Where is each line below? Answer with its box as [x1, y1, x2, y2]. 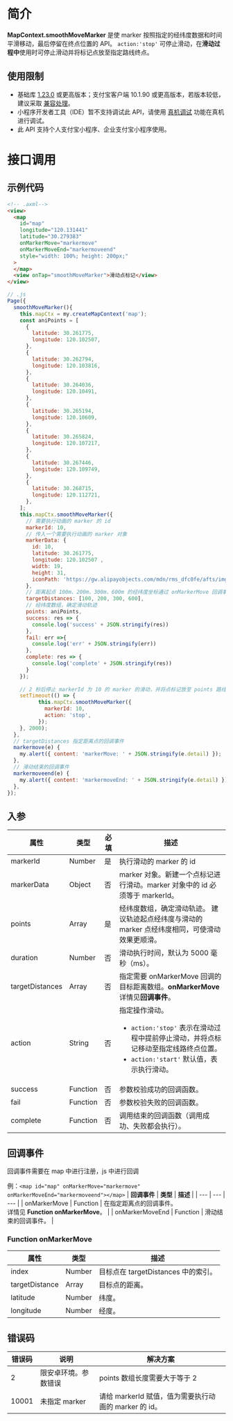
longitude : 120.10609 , [32, 414, 98, 421]
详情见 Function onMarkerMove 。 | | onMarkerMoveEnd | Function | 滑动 [7, 1208, 217, 1216]
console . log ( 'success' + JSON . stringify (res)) [32, 621, 169, 628]
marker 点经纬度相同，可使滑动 [119, 925, 221, 934]
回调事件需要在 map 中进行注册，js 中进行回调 [7, 1167, 139, 1175]
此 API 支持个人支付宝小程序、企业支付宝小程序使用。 [17, 125, 171, 133]
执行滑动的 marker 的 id [119, 857, 196, 867]
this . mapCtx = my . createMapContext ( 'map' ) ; [19, 311, 148, 317]
